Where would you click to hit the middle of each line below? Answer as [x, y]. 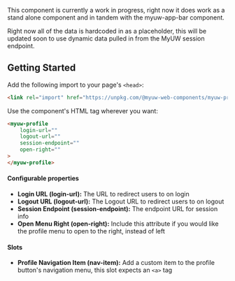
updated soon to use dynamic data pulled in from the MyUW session [106, 38]
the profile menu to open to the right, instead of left [91, 231]
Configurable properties [43, 178]
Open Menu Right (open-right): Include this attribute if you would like [118, 224]
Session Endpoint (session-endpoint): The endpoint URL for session [117, 209]
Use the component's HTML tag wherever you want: [83, 110]
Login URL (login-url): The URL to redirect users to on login [104, 194]
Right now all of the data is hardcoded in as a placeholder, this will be [107, 31]
